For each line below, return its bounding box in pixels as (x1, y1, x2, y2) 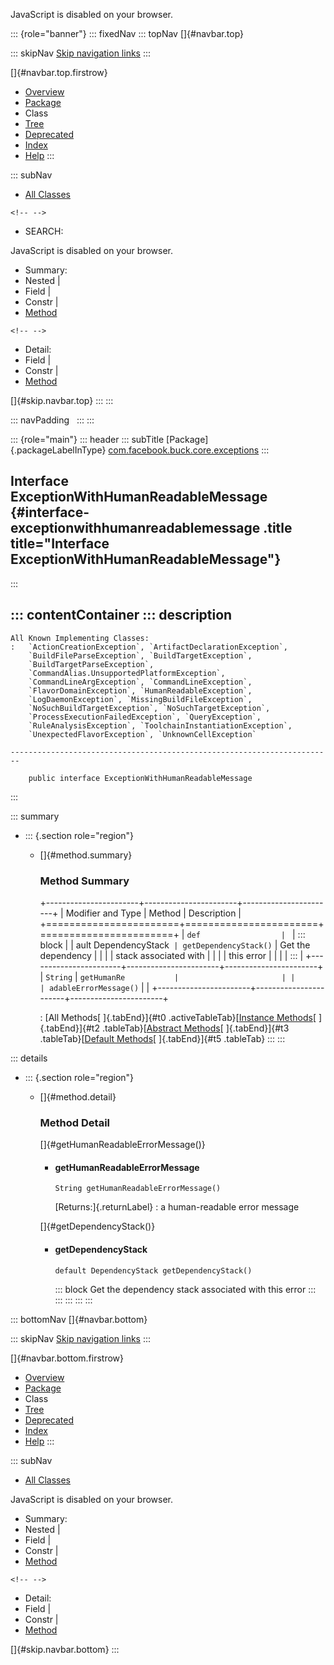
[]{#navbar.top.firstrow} (10, 67, 108, 78)
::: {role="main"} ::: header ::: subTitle (10, 434, 165, 445)
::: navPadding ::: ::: (10, 414, 95, 426)
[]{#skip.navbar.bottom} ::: (10, 1643, 120, 1655)
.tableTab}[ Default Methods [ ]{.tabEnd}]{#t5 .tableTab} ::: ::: (39, 1032, 286, 1044)
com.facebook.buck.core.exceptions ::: (108, 444, 270, 456)
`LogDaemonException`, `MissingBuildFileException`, (28, 694, 253, 704)
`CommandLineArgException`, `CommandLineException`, (28, 677, 253, 687)
